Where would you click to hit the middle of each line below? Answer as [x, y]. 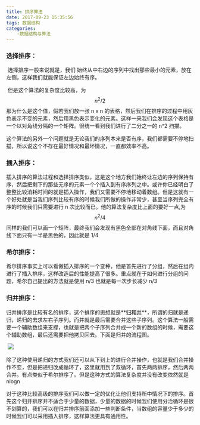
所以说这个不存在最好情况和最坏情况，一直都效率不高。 [84, 146]
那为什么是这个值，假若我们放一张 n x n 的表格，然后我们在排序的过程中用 [97, 111]
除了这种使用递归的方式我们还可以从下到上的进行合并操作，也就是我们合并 [97, 359]
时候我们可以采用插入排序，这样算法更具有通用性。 [69, 416]
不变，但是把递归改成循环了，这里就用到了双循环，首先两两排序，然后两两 [102, 367]
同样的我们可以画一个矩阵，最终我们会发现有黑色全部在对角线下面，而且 [95, 228]
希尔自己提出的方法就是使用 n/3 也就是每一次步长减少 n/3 [87, 281]
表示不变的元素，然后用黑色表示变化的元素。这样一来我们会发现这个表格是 [102, 118]
